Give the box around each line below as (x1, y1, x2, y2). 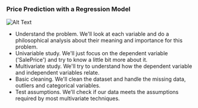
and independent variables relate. (15, 69, 100, 76)
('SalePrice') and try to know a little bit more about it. (15, 56, 148, 64)
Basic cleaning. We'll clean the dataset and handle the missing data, (15, 75, 186, 83)
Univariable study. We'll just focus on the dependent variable (15, 50, 168, 57)
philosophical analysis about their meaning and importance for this (15, 37, 183, 44)
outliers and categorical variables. (15, 82, 101, 89)
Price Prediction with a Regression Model (6, 5, 131, 13)
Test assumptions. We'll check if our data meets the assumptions (15, 89, 179, 96)
